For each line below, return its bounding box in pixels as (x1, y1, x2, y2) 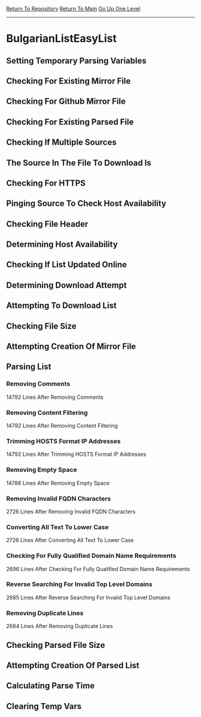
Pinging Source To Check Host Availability (6, 198, 166, 209)
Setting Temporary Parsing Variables (6, 55, 147, 65)
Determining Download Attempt (6, 280, 127, 290)
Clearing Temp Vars (6, 701, 82, 711)
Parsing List (6, 362, 51, 372)
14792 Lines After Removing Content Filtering (6, 422, 118, 429)
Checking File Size (6, 321, 77, 331)
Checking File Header (6, 219, 89, 229)
